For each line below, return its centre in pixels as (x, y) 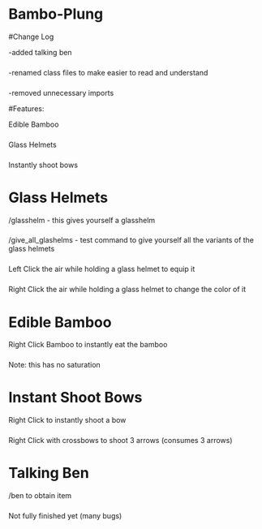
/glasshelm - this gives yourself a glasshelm (82, 220)
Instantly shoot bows (43, 165)
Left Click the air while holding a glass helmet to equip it (102, 269)
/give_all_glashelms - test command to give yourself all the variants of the (131, 240)
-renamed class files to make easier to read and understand (108, 72)
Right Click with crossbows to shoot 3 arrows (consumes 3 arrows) (120, 441)
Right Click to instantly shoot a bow (67, 420)
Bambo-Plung (56, 14)
